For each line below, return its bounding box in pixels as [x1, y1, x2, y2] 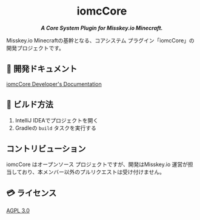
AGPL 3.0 [6, 207, 30, 215]
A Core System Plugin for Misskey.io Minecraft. [41, 24, 163, 32]
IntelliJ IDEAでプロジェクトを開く [15, 116, 99, 124]
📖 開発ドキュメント [6, 64, 78, 74]
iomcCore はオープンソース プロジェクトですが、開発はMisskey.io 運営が [6, 161, 188, 168]
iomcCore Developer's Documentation [6, 80, 102, 87]
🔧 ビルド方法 [6, 99, 53, 110]
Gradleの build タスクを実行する [15, 124, 97, 132]
